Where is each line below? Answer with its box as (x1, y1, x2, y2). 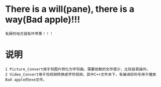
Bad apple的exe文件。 (5, 77, 47, 82)
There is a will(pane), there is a (5, 3, 135, 15)
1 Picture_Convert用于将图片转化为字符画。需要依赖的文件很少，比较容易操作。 (5, 67, 151, 72)
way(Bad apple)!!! (5, 14, 80, 25)
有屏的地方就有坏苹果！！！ (5, 31, 54, 36)
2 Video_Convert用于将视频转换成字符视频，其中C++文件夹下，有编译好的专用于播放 (5, 72, 157, 77)
